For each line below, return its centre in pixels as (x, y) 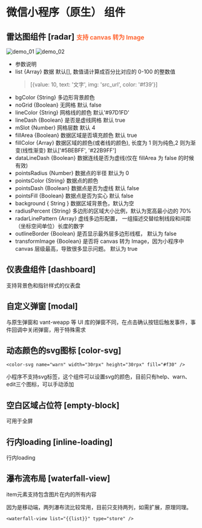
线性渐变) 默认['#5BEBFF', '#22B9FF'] (69, 150)
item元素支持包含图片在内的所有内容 (51, 494)
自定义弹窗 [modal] (42, 306)
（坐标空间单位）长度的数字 (50, 226)
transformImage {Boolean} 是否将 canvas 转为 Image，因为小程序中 (99, 241)
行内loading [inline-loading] (60, 442)
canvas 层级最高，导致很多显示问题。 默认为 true (76, 249)
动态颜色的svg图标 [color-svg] (64, 351)
